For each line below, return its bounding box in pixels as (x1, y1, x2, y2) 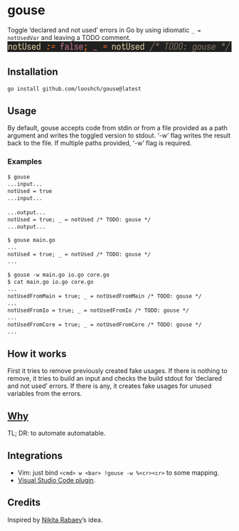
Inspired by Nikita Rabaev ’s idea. (7, 515, 103, 524)
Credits (7, 497, 41, 509)
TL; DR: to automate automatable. (7, 429, 106, 438)
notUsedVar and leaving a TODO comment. (7, 33, 132, 41)
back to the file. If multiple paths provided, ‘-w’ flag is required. (7, 139, 192, 147)
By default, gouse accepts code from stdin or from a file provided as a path (7, 124, 228, 132)
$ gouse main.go (7, 237, 55, 244)
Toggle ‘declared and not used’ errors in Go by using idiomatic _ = (7, 26, 201, 34)
